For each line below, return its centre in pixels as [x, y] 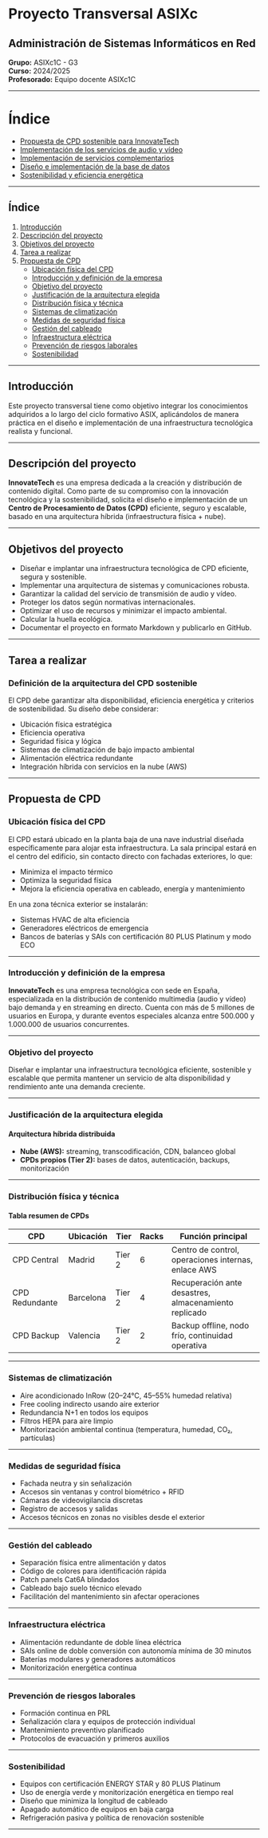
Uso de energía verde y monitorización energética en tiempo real [126, 1793]
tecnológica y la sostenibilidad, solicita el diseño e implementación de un [128, 500]
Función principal [214, 1237]
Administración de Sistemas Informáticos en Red [132, 43]
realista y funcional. [41, 431]
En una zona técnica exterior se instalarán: [78, 904]
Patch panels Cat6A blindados [69, 1580]
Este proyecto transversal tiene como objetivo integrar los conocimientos [128, 405]
